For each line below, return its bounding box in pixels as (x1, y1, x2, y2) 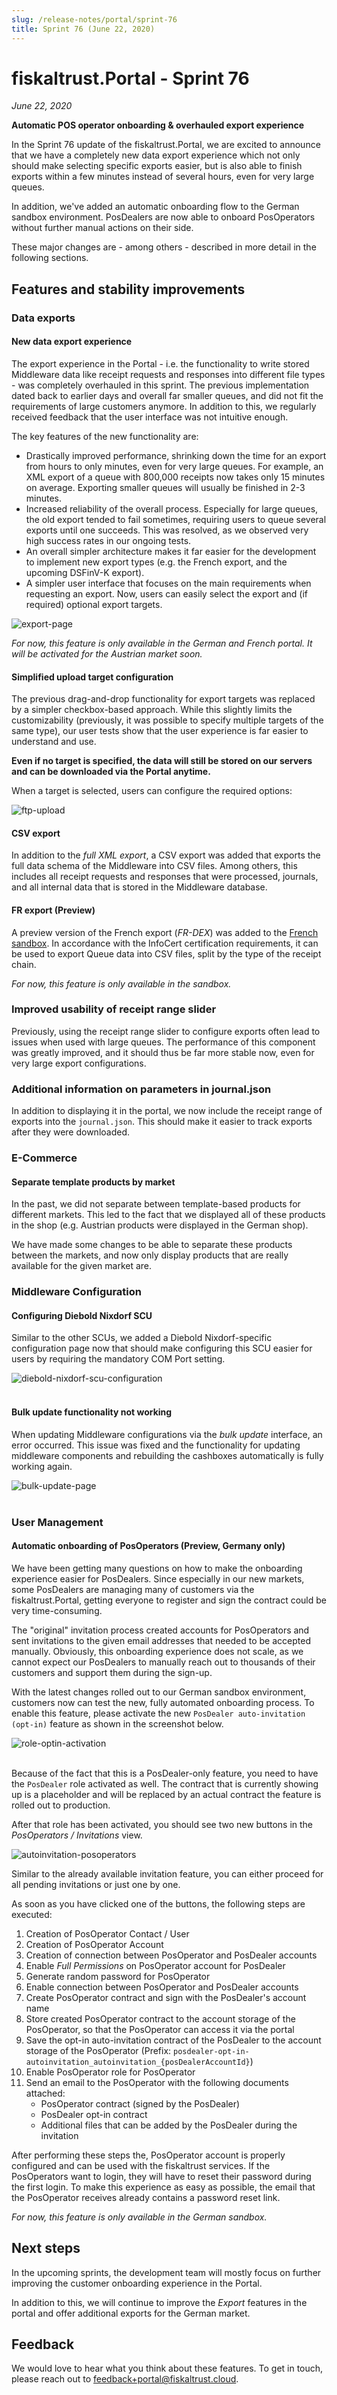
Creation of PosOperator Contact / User (25, 1927, 190, 1940)
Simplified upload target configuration (11, 671, 174, 683)
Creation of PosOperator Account (25, 1938, 164, 1950)
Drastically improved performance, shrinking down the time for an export (25, 449, 327, 461)
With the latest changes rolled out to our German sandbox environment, (11, 1686, 307, 1698)
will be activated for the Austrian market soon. (11, 647, 203, 660)
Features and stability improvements (11, 281, 246, 298)
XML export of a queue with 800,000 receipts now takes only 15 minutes (25, 471, 326, 483)
